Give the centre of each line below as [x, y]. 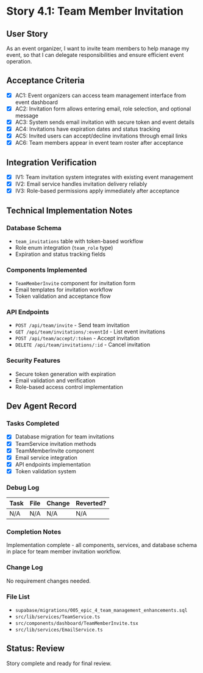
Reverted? [91, 503]
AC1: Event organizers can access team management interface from [101, 95]
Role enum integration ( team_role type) [64, 247]
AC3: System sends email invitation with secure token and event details [105, 122]
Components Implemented [47, 270]
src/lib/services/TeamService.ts [58, 617]
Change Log [25, 567]
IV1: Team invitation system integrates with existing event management [104, 177]
